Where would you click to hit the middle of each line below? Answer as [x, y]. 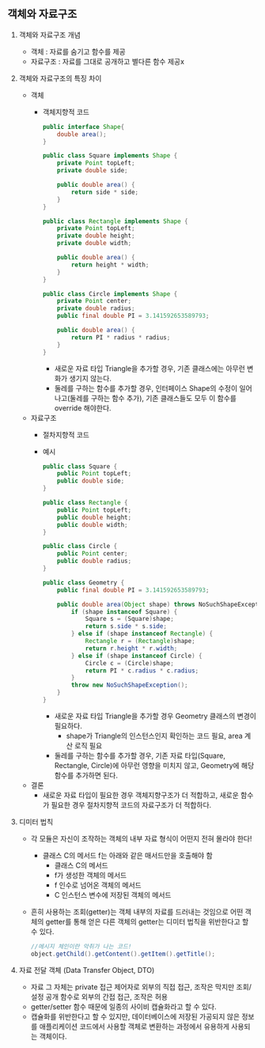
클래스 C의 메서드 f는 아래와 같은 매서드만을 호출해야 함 [127, 855]
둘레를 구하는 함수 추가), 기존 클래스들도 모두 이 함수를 [153, 398]
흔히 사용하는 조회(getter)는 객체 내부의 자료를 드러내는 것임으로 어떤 [137, 911]
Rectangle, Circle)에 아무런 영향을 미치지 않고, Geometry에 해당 [154, 765]
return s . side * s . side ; [126, 626]
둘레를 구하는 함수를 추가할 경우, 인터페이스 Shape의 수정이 [146, 388]
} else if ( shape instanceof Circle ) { [136, 656]
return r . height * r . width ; [131, 648]
